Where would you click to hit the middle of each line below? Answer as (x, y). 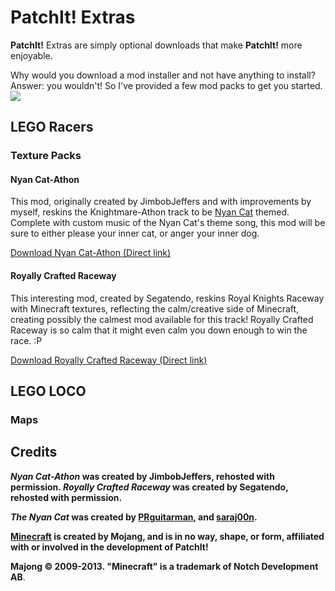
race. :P (26, 340)
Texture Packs (46, 156)
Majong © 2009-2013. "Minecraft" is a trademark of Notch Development (164, 566)
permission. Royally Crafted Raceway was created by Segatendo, (149, 487)
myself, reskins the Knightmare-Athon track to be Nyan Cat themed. (150, 212)
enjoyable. (31, 55)
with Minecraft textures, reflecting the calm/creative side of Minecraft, (155, 308)
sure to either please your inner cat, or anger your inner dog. (135, 233)
